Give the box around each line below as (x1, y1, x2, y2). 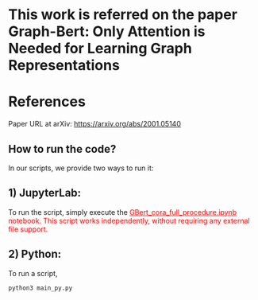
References (8, 93, 86, 111)
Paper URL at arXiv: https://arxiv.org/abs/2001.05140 (8, 119, 181, 129)
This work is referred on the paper (8, 6, 238, 24)
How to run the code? (8, 142, 117, 156)
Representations (8, 56, 121, 75)
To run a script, (8, 268, 58, 278)
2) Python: (8, 247, 62, 261)
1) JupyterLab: (8, 186, 82, 200)
